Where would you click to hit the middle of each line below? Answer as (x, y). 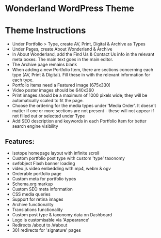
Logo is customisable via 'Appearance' (51, 220)
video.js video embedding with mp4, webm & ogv (61, 168)
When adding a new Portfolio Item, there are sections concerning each (83, 70)
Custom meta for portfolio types (44, 178)
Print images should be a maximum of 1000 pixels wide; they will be (80, 95)
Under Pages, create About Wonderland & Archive (62, 49)
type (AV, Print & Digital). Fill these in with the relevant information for (81, 75)
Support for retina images (38, 199)
